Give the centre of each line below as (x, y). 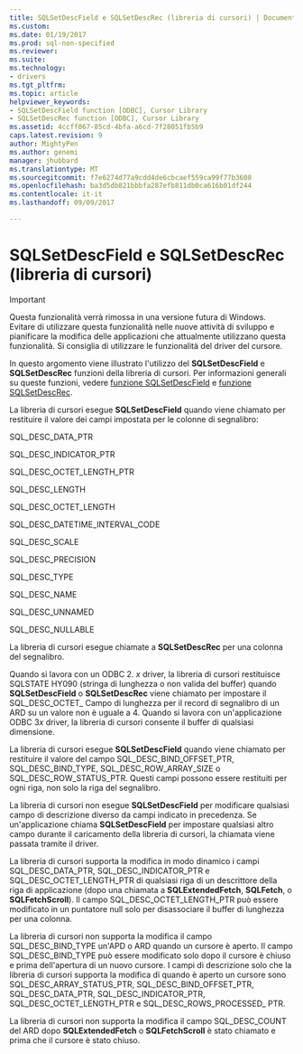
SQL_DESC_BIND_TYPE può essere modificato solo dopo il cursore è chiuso (150, 955)
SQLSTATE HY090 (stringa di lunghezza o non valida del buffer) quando (143, 683)
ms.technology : (38, 69)
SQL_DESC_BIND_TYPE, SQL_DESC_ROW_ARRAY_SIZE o (115, 768)
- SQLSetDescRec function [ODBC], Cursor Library (105, 118)
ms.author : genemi (44, 152)
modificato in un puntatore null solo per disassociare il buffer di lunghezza (147, 908)
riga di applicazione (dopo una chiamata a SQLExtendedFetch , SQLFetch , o (151, 889)
